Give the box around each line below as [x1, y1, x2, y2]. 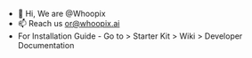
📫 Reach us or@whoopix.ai [17, 18, 120, 28]
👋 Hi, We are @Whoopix [17, 9, 106, 18]
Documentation [17, 40, 75, 50]
